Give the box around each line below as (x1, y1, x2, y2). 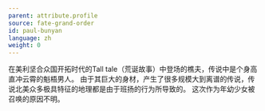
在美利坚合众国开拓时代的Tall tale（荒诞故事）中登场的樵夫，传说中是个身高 (8, 65, 258, 74)
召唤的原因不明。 (8, 94, 65, 104)
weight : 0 (8, 42, 42, 50)
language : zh (8, 34, 52, 42)
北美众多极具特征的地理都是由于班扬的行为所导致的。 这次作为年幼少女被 (14, 85, 255, 94)
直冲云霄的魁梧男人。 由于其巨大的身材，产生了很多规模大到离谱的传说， (8, 74, 248, 84)
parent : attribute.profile (8, 11, 98, 20)
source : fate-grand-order (8, 19, 94, 27)
